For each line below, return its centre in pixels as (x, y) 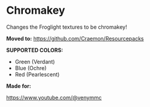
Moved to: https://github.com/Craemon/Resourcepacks (75, 38)
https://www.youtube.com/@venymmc (54, 97)
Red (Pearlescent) (37, 74)
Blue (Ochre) (31, 68)
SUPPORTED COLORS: (35, 50)
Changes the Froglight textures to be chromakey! (67, 27)
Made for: (19, 86)
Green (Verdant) (35, 62)
